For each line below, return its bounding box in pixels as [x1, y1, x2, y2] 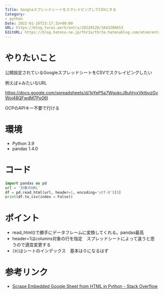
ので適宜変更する [16, 242, 51, 248]
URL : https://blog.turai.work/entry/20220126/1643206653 [5, 25, 123, 30]
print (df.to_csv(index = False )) [5, 194, 73, 200]
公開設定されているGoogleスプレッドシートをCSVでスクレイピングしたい [5, 69, 152, 75]
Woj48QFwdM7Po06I [5, 95, 48, 101]
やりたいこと [5, 52, 57, 64]
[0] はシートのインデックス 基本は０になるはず [12, 248, 109, 254]
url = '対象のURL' [5, 185, 41, 190]
